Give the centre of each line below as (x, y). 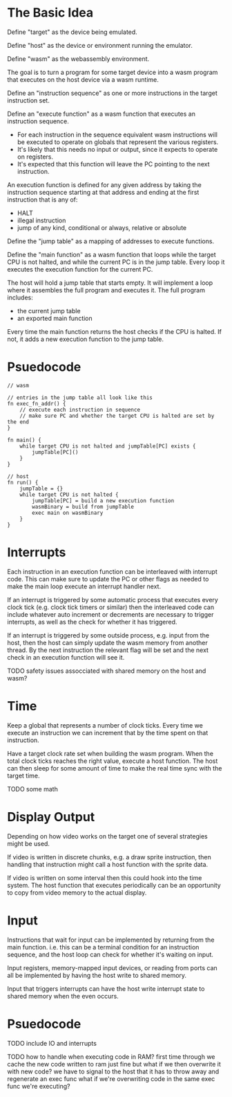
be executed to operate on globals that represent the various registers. (118, 142)
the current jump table (49, 310)
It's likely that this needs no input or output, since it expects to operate (117, 149)
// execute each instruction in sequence (80, 410)
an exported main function (55, 318)
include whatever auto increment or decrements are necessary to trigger (110, 614)
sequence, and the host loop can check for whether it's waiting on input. (110, 954)
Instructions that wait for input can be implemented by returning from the (111, 940)
